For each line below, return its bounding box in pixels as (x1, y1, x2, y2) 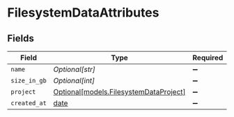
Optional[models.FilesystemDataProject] (53, 87, 186, 96)
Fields (7, 33, 35, 44)
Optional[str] (53, 64, 95, 74)
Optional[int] (53, 76, 95, 85)
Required (192, 53, 224, 62)
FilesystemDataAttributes (7, 5, 159, 21)
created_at (10, 99, 47, 107)
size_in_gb (10, 77, 47, 84)
